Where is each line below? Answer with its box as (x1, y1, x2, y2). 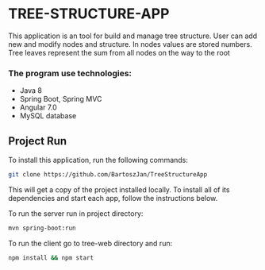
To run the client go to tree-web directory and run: (8, 238, 173, 248)
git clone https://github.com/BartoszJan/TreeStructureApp (8, 171, 208, 179)
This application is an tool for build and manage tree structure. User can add (8, 31, 258, 40)
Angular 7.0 (19, 102, 57, 112)
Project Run (8, 134, 67, 148)
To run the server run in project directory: (8, 208, 144, 218)
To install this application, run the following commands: (8, 156, 189, 165)
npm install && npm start (8, 253, 94, 262)
